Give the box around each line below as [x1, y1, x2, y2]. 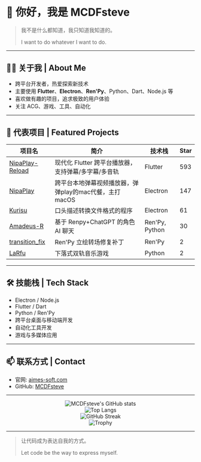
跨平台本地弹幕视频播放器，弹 [54, 178, 139, 187]
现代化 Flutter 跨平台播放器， [54, 158, 136, 167]
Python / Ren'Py [14, 310, 55, 317]
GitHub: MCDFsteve [14, 383, 65, 390]
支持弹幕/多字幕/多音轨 [54, 167, 120, 176]
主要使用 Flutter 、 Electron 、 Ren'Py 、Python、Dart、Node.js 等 [14, 88, 173, 95]
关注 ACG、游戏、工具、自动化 [14, 103, 91, 110]
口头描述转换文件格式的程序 [54, 206, 133, 215]
